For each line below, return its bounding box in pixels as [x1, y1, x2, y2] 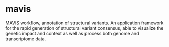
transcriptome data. [5, 36, 46, 42]
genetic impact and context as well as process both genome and [5, 30, 139, 36]
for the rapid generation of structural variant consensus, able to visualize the [5, 25, 164, 31]
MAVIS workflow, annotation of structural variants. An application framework [5, 20, 164, 26]
